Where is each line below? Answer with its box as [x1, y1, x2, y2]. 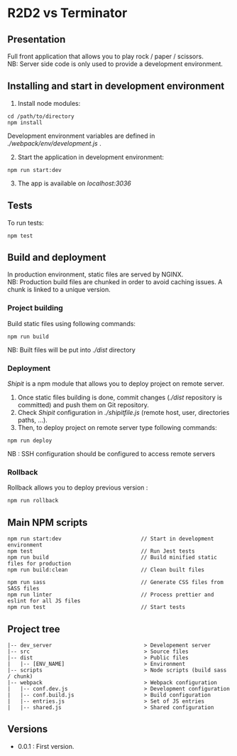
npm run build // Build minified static [7, 554, 218, 561]
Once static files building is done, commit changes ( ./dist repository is [17, 393, 222, 402]
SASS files [7, 585, 40, 593]
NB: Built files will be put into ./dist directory [7, 345, 136, 354]
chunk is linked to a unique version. [7, 286, 111, 294]
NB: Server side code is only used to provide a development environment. [7, 60, 224, 68]
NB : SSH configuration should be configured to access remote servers [7, 450, 215, 458]
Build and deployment [7, 252, 106, 264]
